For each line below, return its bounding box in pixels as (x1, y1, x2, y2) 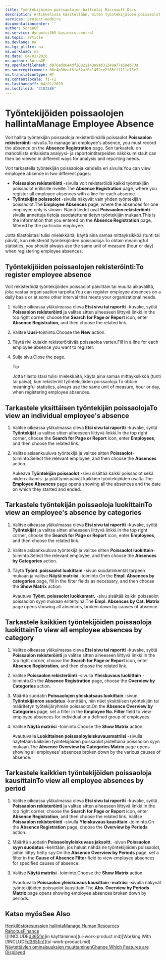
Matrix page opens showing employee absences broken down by (12, 890, 147, 896)
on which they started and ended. (12, 486, 82, 492)
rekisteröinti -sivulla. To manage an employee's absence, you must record (5, 140, 156, 146)
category (5, 634, 34, 642)
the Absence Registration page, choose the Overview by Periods (12, 824, 148, 830)
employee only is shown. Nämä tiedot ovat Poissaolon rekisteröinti (12, 207, 150, 213)
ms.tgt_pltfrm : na (5, 44, 43, 49)
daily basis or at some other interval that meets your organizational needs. (5, 294, 157, 300)
